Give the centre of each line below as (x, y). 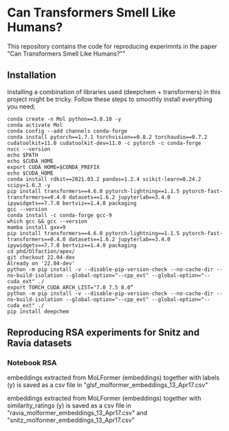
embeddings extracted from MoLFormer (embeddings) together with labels (113, 378)
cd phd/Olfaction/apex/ (41, 251)
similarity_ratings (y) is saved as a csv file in (69, 406)
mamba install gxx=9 (37, 227)
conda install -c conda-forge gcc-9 (59, 215)
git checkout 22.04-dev (41, 257)
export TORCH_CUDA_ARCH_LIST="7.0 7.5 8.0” (70, 287)
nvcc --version (29, 149)
